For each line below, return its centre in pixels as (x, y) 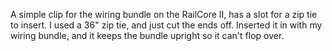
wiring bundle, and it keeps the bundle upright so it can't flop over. (147, 35)
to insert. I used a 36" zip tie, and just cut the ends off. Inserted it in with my (166, 25)
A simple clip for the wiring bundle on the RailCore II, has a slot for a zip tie (164, 14)
